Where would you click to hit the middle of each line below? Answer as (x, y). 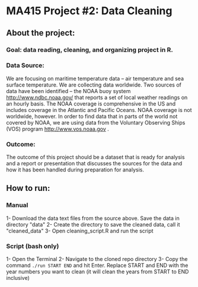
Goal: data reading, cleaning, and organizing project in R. (90, 50)
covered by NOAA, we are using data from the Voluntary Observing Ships (96, 122)
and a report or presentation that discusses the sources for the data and (94, 164)
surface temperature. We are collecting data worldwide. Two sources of (94, 85)
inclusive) (18, 278)
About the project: (41, 33)
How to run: (28, 188)
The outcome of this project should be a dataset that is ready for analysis (95, 157)
